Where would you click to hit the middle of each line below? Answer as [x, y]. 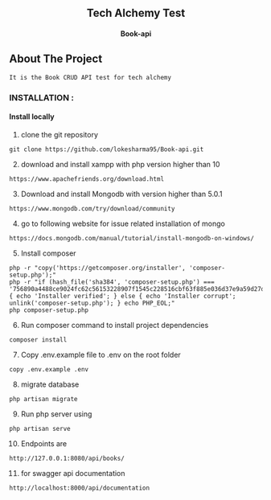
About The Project [56, 59]
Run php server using [56, 414]
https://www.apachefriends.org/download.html [86, 179]
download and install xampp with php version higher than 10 [120, 164]
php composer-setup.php [49, 310]
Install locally [32, 117]
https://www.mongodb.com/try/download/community [92, 208]
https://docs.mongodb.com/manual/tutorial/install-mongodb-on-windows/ [131, 238]
